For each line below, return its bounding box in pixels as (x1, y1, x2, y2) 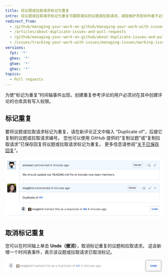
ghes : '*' (9, 56, 30, 61)
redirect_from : (5, 19, 37, 24)
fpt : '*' (9, 50, 28, 55)
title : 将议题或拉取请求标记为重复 (5, 8, 69, 13)
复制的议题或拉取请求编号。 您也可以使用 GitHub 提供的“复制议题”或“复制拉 (5, 134, 160, 141)
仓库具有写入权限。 (13, 98, 53, 104)
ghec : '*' (9, 66, 30, 71)
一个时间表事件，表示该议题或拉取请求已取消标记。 (9, 249, 115, 255)
